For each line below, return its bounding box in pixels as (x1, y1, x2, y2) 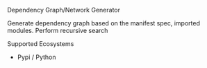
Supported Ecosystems (7, 40, 74, 47)
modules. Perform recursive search (7, 27, 108, 34)
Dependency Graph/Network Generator (7, 6, 120, 14)
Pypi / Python (17, 53, 57, 61)
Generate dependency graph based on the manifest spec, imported (7, 19, 200, 27)
